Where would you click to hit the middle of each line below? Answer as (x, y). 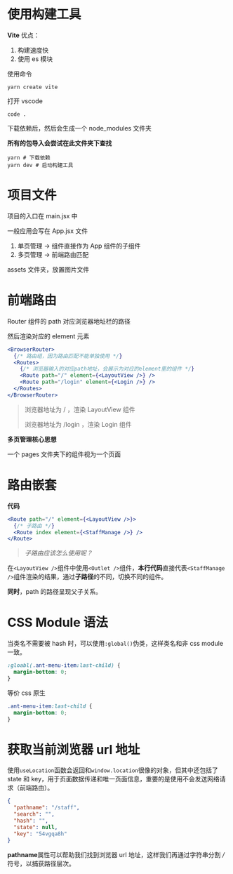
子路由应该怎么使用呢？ (58, 553)
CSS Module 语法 (58, 623)
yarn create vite (33, 87)
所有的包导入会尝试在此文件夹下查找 (60, 143)
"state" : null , (36, 827)
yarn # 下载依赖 (29, 158)
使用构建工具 (45, 14)
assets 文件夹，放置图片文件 (48, 269)
